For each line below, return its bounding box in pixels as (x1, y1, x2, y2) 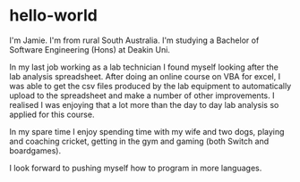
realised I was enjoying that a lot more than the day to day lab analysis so (9, 99, 279, 110)
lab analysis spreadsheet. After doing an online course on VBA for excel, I (9, 70, 280, 81)
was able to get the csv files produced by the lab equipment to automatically (9, 80, 292, 91)
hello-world (9, 5, 99, 26)
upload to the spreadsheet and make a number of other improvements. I (9, 90, 275, 101)
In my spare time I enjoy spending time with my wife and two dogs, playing (9, 126, 285, 136)
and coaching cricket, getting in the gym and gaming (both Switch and (9, 136, 270, 146)
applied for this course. (9, 109, 95, 120)
